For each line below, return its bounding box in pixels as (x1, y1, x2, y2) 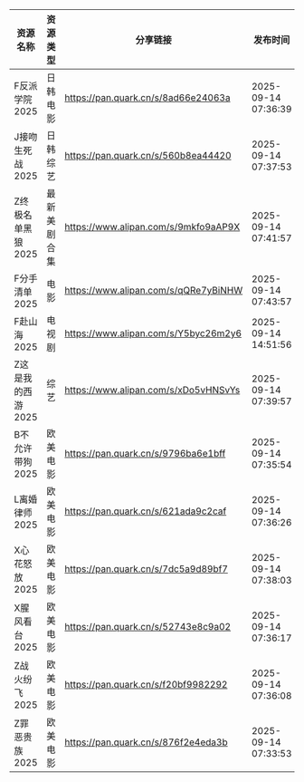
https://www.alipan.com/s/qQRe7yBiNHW (64, 285, 243, 296)
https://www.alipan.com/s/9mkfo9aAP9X (64, 221, 241, 233)
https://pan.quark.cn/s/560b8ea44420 (64, 150, 233, 161)
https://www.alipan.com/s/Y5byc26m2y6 (64, 327, 242, 339)
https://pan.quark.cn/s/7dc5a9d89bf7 (64, 563, 229, 574)
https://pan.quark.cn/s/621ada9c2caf (64, 505, 227, 517)
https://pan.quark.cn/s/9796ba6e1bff (64, 448, 226, 459)
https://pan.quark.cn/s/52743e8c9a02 (64, 621, 232, 632)
